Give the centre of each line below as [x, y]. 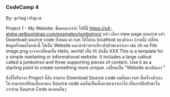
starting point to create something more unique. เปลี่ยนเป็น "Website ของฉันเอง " [86, 68]
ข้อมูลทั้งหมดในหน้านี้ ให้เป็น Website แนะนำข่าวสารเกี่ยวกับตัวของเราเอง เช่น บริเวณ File [81, 45]
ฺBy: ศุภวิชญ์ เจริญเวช [24, 18]
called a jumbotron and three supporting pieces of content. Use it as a [79, 62]
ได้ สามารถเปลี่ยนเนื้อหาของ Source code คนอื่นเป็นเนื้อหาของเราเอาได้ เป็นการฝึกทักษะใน [83, 84]
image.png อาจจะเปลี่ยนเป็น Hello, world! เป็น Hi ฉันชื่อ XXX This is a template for [84, 51]
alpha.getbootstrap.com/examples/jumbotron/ [54, 34]
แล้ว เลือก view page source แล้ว [134, 34]
